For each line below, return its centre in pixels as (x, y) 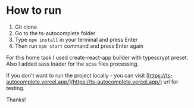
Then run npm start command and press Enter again (79, 46)
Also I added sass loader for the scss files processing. (72, 64)
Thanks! (16, 100)
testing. (15, 88)
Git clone (26, 27)
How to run (34, 10)
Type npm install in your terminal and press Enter (76, 39)
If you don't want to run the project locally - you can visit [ (77, 75)
